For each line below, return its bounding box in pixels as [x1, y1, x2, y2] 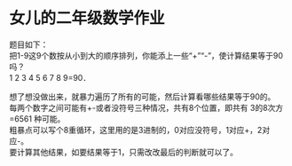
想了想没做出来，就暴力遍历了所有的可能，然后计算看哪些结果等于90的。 [9, 91, 276, 102]
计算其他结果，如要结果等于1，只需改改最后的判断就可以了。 [16, 146, 238, 157]
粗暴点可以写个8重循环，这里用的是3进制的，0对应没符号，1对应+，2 [9, 124, 263, 135]
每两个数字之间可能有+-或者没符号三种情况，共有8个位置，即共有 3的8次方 [9, 102, 284, 113]
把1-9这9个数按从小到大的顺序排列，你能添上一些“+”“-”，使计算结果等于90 [9, 50, 284, 60]
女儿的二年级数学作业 [9, 8, 166, 28]
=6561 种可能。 [9, 113, 66, 124]
